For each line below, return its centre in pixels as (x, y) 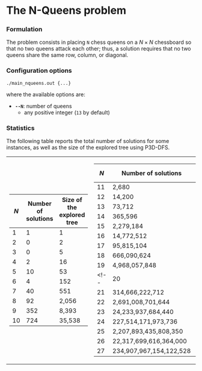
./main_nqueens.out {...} (38, 83)
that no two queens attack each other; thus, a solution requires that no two (99, 49)
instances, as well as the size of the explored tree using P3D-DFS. (88, 147)
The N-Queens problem (66, 11)
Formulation (24, 29)
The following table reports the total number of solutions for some (88, 141)
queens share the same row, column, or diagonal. (67, 55)
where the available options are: (46, 94)
